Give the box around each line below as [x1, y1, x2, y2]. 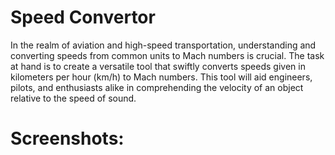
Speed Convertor [10, 6, 156, 29]
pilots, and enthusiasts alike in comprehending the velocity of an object [10, 81, 304, 93]
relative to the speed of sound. [10, 92, 137, 104]
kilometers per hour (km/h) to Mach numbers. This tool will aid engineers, [10, 71, 313, 83]
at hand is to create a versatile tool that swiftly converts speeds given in [10, 60, 306, 72]
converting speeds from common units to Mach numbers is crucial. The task [10, 49, 325, 61]
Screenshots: [10, 127, 125, 150]
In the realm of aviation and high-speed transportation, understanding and [10, 39, 317, 51]
